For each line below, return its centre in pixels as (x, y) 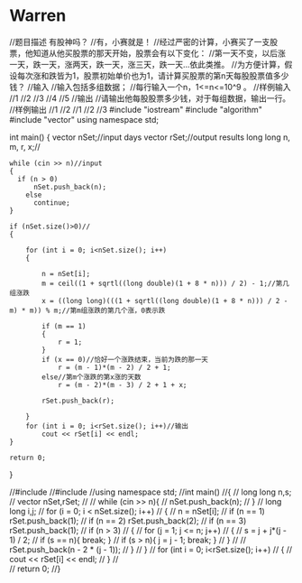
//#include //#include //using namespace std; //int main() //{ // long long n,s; (151, 492)
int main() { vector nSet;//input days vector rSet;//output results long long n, (150, 137)
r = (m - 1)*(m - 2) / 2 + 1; (114, 367)
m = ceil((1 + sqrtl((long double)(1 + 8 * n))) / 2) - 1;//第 (162, 283)
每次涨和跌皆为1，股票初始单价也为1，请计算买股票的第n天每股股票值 (145, 75)
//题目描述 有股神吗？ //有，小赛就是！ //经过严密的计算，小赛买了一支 (140, 42)
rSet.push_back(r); (78, 401)
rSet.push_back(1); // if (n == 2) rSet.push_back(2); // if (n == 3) (128, 521)
